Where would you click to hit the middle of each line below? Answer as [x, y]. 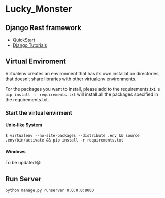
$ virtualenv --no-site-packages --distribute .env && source [72, 135]
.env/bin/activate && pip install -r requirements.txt [64, 140]
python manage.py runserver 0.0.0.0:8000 [50, 190]
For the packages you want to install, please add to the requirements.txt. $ [83, 89]
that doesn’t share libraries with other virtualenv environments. [71, 79]
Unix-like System [24, 125]
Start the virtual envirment [39, 112]
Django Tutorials [30, 45]
